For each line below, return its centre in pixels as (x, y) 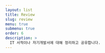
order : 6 (14, 33)
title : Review (20, 15)
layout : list (19, 10)
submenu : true (20, 29)
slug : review (19, 19)
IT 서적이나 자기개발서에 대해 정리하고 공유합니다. (55, 43)
